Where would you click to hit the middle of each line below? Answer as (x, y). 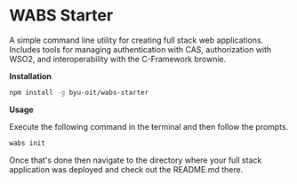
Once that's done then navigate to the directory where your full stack (136, 160)
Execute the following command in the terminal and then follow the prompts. (149, 126)
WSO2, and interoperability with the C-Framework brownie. (118, 59)
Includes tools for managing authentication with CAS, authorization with (140, 49)
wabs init (28, 143)
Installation (30, 76)
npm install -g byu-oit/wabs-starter (79, 92)
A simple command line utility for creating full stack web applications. (136, 40)
